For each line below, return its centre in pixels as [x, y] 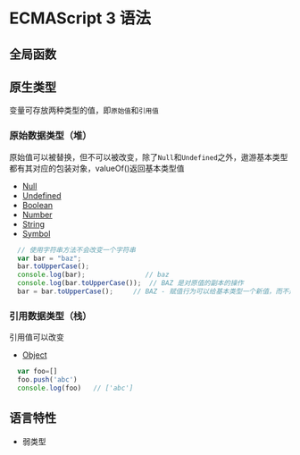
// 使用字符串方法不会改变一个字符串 [77, 250]
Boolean [37, 205]
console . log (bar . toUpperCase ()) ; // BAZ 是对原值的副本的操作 [130, 283]
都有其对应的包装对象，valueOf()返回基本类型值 [97, 168]
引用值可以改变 [37, 337]
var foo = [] [37, 372]
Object [34, 355]
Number [37, 215]
